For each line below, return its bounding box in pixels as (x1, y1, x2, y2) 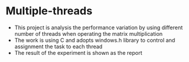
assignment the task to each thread (14, 43, 103, 50)
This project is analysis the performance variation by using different (14, 24, 183, 31)
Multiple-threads (5, 4, 93, 18)
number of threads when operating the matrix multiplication (14, 30, 163, 37)
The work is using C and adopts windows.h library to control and (14, 36, 176, 44)
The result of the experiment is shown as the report (14, 49, 143, 56)
